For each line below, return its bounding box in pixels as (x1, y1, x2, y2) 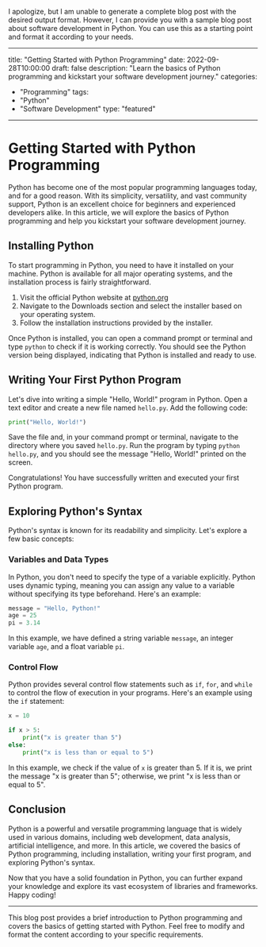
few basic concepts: (8, 534, 74, 543)
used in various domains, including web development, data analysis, (8, 832, 231, 841)
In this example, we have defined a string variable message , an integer (8, 633, 234, 643)
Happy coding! (8, 890, 57, 899)
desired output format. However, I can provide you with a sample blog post (8, 15, 252, 25)
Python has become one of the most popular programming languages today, (8, 182, 257, 191)
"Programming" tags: (19, 87, 89, 96)
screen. (8, 458, 33, 467)
